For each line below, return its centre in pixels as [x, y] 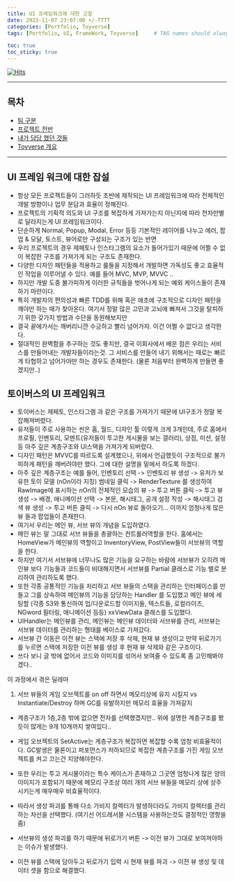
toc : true [22, 46]
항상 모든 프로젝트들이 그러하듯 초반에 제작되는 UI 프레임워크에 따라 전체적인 [121, 195]
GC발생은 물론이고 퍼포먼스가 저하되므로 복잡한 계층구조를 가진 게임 [119, 750]
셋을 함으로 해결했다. [58, 871]
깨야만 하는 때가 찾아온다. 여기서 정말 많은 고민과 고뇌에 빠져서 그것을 [111, 308]
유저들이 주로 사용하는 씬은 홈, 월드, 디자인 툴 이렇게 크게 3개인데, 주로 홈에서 [122, 429]
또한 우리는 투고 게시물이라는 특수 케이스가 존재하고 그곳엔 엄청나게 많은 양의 [122, 774]
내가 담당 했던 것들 [42, 137]
